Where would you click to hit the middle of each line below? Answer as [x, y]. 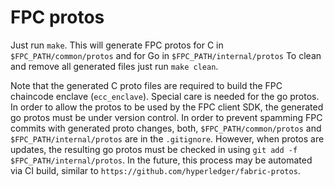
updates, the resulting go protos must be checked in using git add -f [154, 149]
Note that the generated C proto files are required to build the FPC [146, 85]
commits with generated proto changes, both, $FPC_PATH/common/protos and [166, 128]
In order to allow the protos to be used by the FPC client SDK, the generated [167, 107]
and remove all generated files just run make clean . [114, 66]
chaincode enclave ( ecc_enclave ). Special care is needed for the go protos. [165, 96]
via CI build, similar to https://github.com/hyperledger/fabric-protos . [155, 170]
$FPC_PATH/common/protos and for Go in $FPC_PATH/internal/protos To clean [166, 55]
